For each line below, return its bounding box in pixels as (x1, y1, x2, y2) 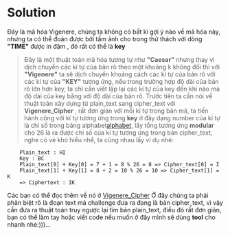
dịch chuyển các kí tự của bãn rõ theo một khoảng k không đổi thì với (23, 63, 220, 71)
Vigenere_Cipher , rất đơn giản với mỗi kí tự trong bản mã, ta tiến (23, 107, 209, 115)
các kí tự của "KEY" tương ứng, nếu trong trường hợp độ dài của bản (23, 77, 220, 85)
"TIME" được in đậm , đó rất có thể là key (7, 42, 126, 50)
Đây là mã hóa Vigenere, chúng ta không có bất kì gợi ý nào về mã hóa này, (7, 27, 221, 36)
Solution (7, 5, 56, 21)
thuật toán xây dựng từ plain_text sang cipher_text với (23, 99, 176, 107)
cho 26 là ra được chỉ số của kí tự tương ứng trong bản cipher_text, (23, 128, 213, 137)
